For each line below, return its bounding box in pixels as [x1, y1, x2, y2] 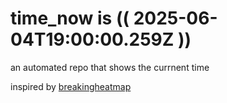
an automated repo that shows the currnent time [10, 61, 210, 73]
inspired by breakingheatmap [10, 80, 132, 92]
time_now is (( [10, 7, 130, 30]
